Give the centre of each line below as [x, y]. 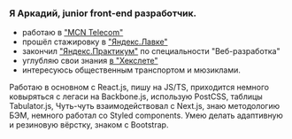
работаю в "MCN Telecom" [73, 33]
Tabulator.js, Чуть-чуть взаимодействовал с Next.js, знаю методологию [145, 106]
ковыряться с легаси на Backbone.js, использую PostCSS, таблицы [136, 97]
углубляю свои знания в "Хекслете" [90, 61]
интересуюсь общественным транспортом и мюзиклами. [131, 70]
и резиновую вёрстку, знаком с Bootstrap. [89, 125]
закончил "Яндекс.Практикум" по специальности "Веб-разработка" [151, 51]
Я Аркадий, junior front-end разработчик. [103, 13]
